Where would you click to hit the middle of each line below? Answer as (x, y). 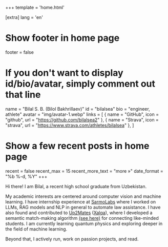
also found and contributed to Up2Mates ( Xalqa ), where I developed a (79, 213)
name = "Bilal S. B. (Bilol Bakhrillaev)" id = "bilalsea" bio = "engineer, (78, 109)
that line (23, 95)
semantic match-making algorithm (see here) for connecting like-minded (82, 218)
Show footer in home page (62, 38)
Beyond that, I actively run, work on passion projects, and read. (72, 239)
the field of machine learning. (36, 229)
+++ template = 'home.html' (35, 7)
